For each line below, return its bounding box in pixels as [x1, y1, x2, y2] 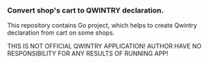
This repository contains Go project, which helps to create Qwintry [7, 21, 198, 30]
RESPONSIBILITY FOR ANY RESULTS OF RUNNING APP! [7, 49, 168, 57]
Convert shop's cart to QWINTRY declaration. [7, 6, 164, 15]
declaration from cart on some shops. [7, 28, 115, 37]
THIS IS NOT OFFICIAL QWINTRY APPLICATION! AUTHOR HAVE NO [7, 42, 202, 51]
